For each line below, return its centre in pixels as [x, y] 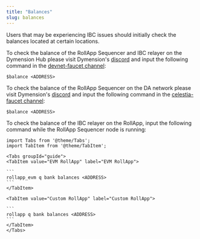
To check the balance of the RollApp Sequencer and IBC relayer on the [94, 53]
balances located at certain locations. [53, 41]
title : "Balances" [29, 12]
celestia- [182, 94]
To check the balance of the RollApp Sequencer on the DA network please [99, 88]
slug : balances [25, 18]
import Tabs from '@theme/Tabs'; [48, 140]
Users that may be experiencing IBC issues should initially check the [91, 34]
